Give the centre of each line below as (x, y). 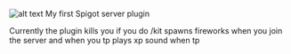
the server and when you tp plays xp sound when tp (105, 40)
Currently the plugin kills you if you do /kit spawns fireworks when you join (146, 31)
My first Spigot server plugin (97, 14)
